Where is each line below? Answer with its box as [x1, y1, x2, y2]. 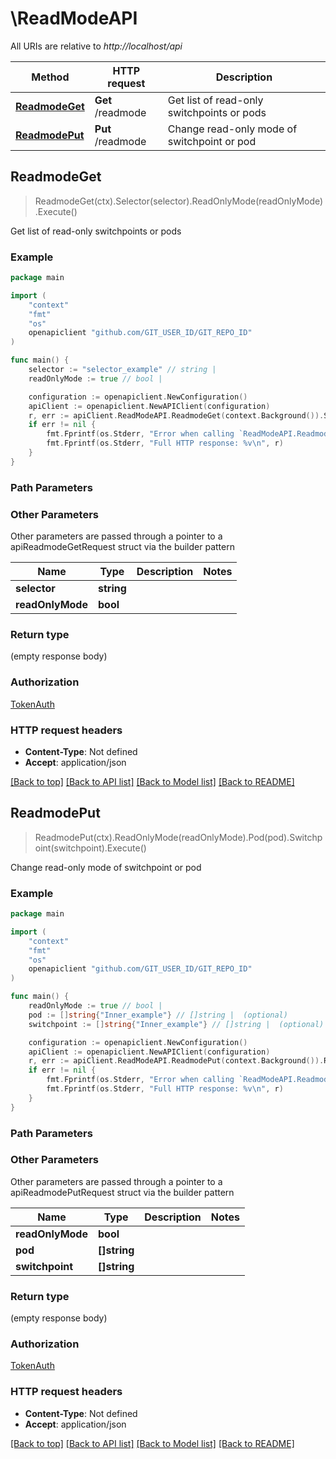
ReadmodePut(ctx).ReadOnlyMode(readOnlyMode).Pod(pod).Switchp [34, 831, 323, 843]
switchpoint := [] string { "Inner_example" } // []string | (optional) [28, 1019, 325, 1029]
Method [31, 70, 70, 84]
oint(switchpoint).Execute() [34, 842, 147, 854]
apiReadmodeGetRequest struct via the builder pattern [10, 541, 235, 553]
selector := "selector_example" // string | [28, 365, 217, 375]
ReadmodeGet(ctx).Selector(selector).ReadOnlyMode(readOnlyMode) [34, 195, 324, 207]
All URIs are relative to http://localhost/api [10, 40, 183, 52]
